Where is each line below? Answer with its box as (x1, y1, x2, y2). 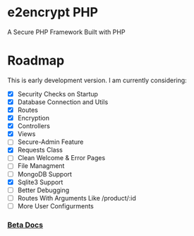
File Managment (17, 162, 65, 170)
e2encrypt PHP (7, 4, 99, 21)
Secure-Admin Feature (17, 137, 84, 146)
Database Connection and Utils (17, 97, 109, 106)
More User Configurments (17, 201, 94, 210)
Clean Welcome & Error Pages (17, 154, 106, 162)
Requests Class (17, 146, 63, 154)
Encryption (17, 114, 50, 123)
